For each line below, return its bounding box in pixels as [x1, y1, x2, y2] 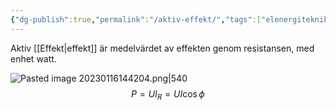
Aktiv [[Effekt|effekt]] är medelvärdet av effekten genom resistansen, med [10, 42, 315, 54]
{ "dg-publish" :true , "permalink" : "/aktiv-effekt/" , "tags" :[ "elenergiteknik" [10, 14, 333, 25]
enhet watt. [10, 52, 57, 65]
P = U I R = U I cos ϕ [131, 87, 205, 102]
